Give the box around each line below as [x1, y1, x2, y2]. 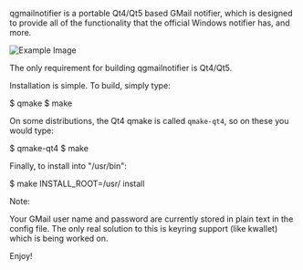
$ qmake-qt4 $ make [9, 143, 89, 153]
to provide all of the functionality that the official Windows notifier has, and [9, 17, 290, 28]
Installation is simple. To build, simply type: [9, 80, 171, 90]
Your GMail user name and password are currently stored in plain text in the [9, 213, 294, 224]
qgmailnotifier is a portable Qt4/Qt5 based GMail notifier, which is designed [9, 8, 294, 18]
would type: [9, 125, 55, 136]
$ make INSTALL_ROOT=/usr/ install [9, 178, 145, 189]
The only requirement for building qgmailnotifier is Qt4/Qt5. [9, 63, 233, 73]
